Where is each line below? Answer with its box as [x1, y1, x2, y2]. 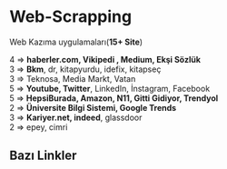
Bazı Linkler [9, 148, 77, 164]
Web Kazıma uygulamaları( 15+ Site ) [9, 36, 143, 47]
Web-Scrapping [9, 6, 133, 27]
